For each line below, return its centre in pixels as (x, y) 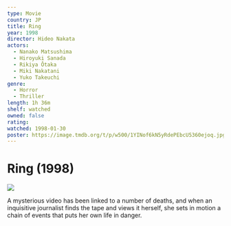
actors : (18, 45)
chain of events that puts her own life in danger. (75, 215)
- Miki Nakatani (36, 71)
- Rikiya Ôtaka (35, 65)
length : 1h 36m (29, 103)
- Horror (26, 90)
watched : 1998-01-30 (37, 128)
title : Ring (24, 26)
